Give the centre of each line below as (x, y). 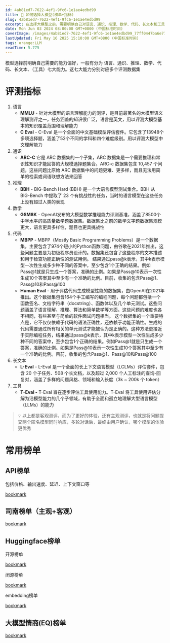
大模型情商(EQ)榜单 (36, 623)
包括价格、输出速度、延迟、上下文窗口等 (47, 484)
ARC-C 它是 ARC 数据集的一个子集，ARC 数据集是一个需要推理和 (88, 157)
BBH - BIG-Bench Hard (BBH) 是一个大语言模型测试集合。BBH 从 (88, 189)
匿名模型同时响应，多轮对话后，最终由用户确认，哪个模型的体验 (98, 422)
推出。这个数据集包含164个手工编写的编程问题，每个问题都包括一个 (90, 297)
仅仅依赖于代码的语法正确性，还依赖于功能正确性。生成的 (102, 322)
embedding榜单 (22, 596)
